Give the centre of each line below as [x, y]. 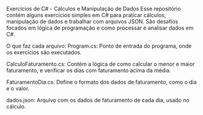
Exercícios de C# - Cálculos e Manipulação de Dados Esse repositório [94, 9]
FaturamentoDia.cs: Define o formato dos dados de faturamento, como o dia [101, 82]
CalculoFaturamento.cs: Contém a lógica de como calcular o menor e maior [101, 64]
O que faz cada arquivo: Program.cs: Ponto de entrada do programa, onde [99, 46]
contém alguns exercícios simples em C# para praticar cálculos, [86, 15]
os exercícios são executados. [44, 52]
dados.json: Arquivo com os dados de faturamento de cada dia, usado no [98, 100]
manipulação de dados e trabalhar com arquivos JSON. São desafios [92, 21]
